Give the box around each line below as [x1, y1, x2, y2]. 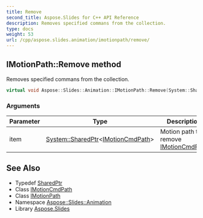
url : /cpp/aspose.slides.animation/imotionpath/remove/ [6, 37, 150, 43]
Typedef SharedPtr [14, 179, 63, 187]
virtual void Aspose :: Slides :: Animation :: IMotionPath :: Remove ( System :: [6, 87, 190, 93]
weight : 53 [6, 31, 34, 38]
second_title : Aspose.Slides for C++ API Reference [6, 15, 139, 21]
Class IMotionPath [14, 192, 61, 199]
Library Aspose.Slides [14, 205, 70, 212]
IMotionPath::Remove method [6, 59, 122, 70]
